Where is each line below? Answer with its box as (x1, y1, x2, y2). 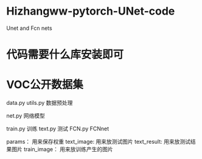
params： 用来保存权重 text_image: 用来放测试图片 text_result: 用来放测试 (6, 138, 190, 146)
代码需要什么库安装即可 (6, 48, 124, 62)
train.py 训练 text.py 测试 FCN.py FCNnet (6, 125, 110, 132)
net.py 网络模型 (6, 112, 46, 119)
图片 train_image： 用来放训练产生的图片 (11, 146, 114, 153)
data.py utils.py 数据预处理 (6, 99, 73, 107)
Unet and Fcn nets (6, 24, 53, 32)
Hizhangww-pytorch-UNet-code (6, 4, 175, 18)
